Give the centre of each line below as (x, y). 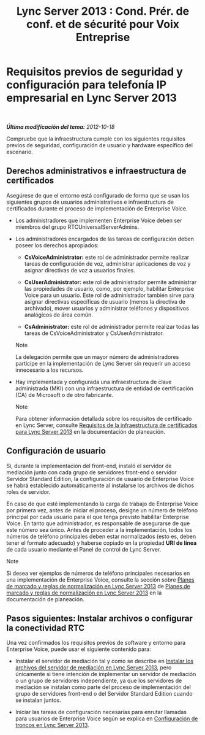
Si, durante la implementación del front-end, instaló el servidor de (89, 466)
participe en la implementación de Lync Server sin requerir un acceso (103, 363)
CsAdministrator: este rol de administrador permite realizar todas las (112, 326)
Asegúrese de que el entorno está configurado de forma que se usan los (98, 195)
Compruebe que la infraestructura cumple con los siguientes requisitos (96, 139)
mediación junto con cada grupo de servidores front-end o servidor (91, 472)
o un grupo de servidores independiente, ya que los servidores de (99, 681)
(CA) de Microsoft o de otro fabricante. (64, 394)
